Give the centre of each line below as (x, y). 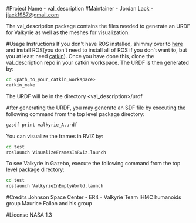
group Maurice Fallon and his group (49, 204)
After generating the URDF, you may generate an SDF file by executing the (96, 108)
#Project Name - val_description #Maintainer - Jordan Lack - (80, 9)
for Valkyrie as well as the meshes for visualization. (68, 32)
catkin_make (21, 85)
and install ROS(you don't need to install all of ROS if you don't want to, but (97, 50)
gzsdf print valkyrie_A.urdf (42, 125)
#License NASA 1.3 (29, 215)
